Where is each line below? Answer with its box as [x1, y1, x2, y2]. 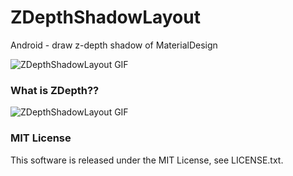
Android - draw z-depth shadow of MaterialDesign [10, 39, 218, 51]
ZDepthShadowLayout [10, 6, 201, 29]
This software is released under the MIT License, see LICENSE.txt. [10, 154, 284, 166]
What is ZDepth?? [10, 83, 100, 97]
